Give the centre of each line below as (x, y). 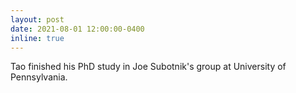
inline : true (37, 38)
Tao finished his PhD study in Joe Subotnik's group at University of (148, 67)
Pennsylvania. (39, 77)
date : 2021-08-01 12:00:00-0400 (77, 29)
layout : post (37, 19)
